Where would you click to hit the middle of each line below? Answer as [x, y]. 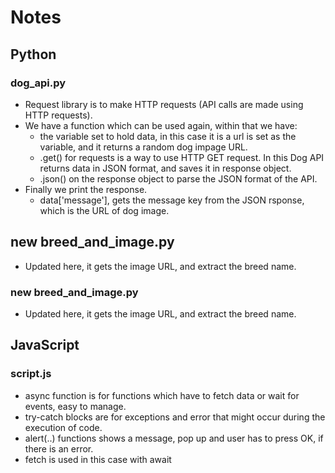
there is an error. [59, 448]
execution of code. [63, 427]
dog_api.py [38, 83]
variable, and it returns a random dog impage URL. [143, 147]
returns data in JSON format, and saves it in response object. [165, 168]
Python [33, 54]
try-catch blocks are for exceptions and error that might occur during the [175, 417]
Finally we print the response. [86, 189]
